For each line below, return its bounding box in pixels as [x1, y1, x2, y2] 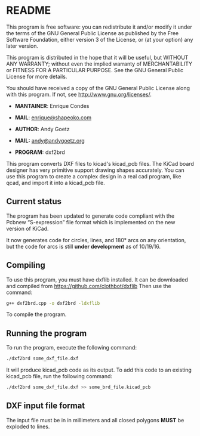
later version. [6, 42, 39, 50]
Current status [6, 196, 61, 206]
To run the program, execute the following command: [6, 344, 137, 351]
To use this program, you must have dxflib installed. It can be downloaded [6, 276, 188, 283]
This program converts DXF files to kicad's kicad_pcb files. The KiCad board [6, 160, 194, 167]
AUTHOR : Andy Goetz [14, 125, 70, 132]
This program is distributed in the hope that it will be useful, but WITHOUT [6, 54, 189, 61]
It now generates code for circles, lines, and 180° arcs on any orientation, [6, 236, 186, 243]
